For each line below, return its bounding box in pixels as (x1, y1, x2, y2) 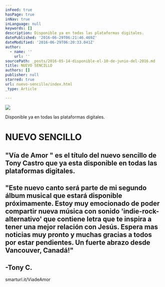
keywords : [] (5, 26, 32, 31)
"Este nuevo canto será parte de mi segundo (5, 183, 147, 192)
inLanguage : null (5, 21, 41, 26)
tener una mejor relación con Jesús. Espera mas (5, 223, 158, 231)
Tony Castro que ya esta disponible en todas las (5, 159, 157, 167)
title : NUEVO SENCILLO (5, 63, 52, 68)
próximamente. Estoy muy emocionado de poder (5, 199, 160, 208)
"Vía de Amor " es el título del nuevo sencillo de (5, 151, 156, 160)
